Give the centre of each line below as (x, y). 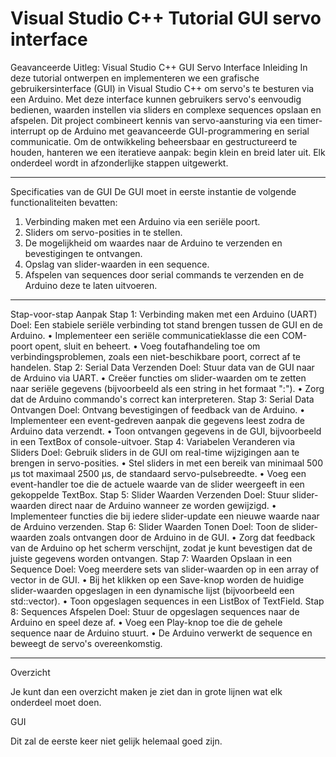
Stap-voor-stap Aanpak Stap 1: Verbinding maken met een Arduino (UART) (164, 314)
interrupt (28, 131)
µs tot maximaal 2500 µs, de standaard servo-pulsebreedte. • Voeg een (158, 473)
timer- (310, 120)
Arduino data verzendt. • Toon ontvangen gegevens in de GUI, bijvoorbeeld (166, 431)
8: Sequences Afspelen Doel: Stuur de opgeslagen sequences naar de (155, 611)
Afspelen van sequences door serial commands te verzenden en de (164, 274)
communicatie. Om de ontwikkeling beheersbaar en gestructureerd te (154, 141)
